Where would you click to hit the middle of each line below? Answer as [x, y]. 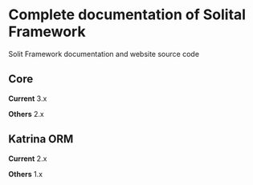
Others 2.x [26, 114]
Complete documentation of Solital [127, 15]
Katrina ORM [41, 139]
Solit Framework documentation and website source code [104, 54]
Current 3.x [28, 99]
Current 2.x [28, 159]
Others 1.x [25, 174]
